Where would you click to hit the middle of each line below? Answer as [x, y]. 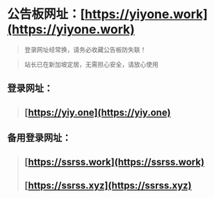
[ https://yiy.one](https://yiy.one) [98, 112]
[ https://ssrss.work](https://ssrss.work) [114, 162]
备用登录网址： [39, 138]
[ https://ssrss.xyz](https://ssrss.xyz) [108, 185]
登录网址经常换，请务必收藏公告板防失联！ [85, 49]
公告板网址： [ [46, 14]
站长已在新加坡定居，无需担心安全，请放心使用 [91, 64]
